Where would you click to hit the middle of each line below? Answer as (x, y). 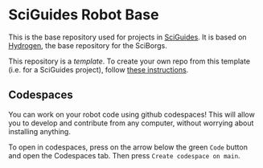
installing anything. (39, 131)
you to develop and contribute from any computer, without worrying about (131, 123)
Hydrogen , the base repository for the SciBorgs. (88, 45)
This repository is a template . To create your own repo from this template (129, 61)
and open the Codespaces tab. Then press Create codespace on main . (124, 155)
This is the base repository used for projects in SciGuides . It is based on (127, 37)
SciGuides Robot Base (84, 15)
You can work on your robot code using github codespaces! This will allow (131, 114)
